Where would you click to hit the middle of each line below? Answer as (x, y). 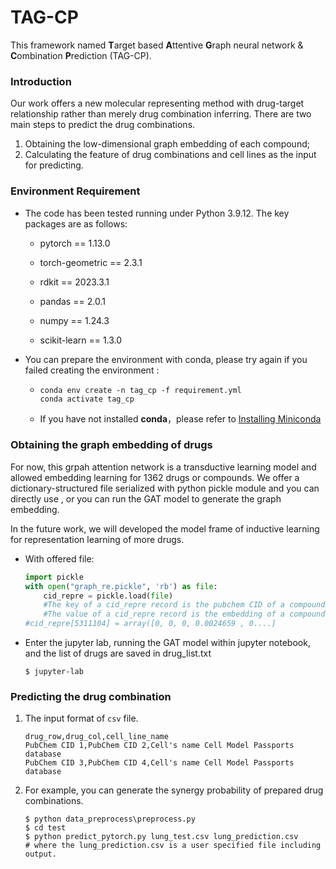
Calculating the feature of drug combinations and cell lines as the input (170, 155)
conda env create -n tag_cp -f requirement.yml (140, 390)
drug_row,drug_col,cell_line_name (96, 737)
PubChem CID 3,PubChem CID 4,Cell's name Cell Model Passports (159, 763)
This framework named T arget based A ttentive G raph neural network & (157, 45)
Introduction (41, 81)
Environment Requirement (75, 191)
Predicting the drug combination (91, 696)
